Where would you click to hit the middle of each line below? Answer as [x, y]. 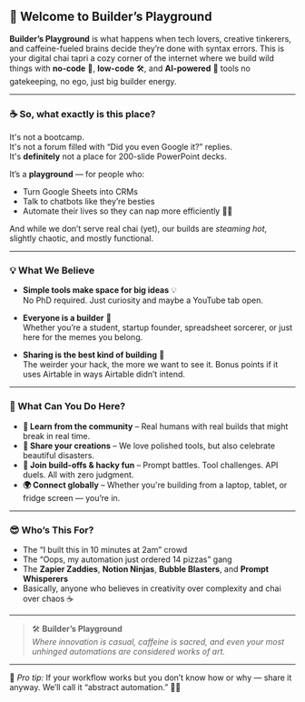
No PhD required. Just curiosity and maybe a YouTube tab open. [143, 300]
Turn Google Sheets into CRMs [80, 192]
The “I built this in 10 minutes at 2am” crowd [105, 550]
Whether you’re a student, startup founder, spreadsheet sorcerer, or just [157, 327]
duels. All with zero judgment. [78, 475]
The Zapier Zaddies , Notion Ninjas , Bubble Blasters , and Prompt [146, 569]
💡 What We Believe [52, 271]
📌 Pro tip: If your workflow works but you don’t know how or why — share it [151, 677]
